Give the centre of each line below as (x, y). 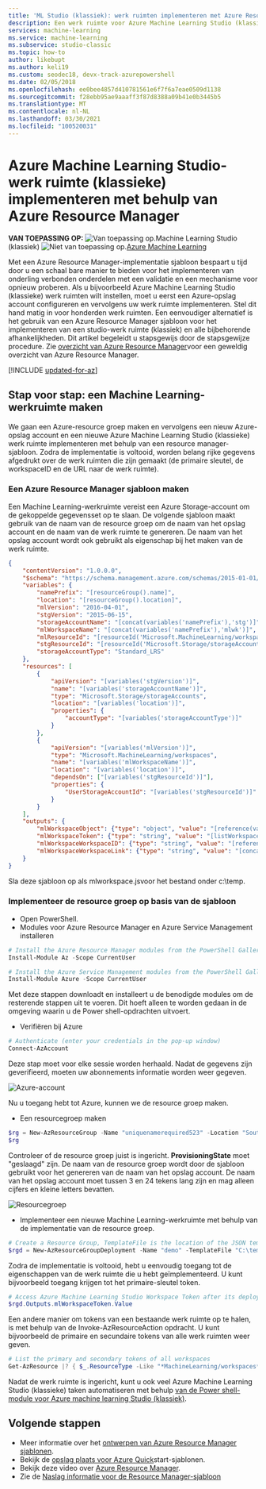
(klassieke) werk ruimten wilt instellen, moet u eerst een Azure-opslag (122, 295)
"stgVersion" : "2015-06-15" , (85, 615)
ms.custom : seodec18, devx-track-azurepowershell (92, 75)
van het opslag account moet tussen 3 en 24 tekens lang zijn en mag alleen (131, 1180)
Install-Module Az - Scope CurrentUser (72, 957)
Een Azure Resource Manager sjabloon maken (99, 489)
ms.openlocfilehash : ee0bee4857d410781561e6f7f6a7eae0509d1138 (115, 89)
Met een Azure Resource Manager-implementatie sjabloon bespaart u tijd (128, 262)
